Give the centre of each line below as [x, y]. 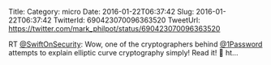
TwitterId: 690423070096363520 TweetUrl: [127, 20]
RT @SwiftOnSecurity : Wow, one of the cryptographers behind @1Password [135, 44]
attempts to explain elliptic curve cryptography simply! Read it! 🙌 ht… [123, 53]
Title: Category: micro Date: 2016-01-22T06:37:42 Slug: [101, 12]
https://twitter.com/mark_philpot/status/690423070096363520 [114, 28]
